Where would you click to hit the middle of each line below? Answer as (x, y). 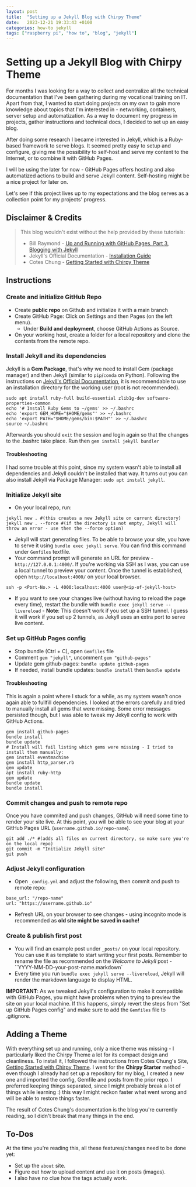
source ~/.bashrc (27, 424)
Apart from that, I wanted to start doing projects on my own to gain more (93, 104)
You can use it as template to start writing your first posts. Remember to (101, 955)
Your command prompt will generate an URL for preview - (84, 558)
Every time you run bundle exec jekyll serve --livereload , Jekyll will (99, 973)
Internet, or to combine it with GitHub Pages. (60, 158)
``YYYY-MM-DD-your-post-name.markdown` (69, 967)
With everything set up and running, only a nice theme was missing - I (90, 1048)
